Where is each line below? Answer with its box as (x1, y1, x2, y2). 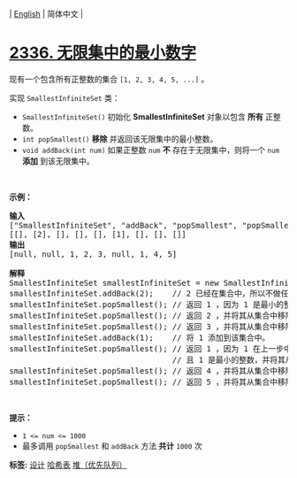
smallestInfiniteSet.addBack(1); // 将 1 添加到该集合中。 (9, 332, 270, 343)
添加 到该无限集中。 (21, 155, 95, 166)
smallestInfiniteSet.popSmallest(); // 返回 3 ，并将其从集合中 (9, 321, 278, 331)
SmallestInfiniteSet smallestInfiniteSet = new (9, 278, 219, 288)
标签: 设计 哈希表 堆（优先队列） (9, 459, 127, 470)
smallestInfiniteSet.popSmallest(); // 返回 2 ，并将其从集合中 (9, 310, 278, 320)
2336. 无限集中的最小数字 (9, 43, 197, 63)
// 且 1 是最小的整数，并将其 (171, 354, 286, 365)
